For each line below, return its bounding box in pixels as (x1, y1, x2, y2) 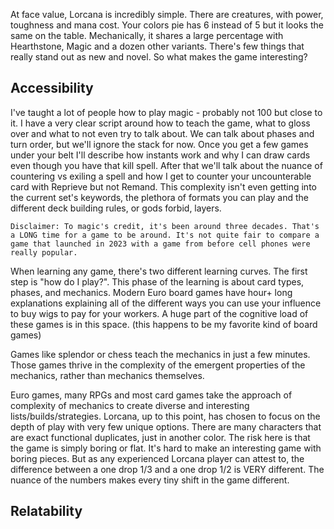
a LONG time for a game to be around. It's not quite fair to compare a (10, 230, 320, 240)
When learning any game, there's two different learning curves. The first (10, 265, 308, 277)
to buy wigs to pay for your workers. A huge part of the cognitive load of (10, 307, 309, 319)
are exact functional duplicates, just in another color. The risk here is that (10, 431, 311, 443)
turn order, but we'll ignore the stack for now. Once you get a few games (10, 138, 309, 150)
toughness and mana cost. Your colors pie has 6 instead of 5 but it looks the (10, 19, 324, 31)
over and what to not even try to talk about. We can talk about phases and (10, 127, 315, 139)
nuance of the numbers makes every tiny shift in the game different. (10, 474, 290, 486)
